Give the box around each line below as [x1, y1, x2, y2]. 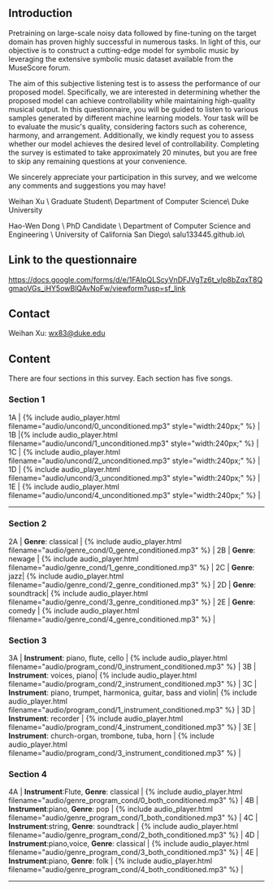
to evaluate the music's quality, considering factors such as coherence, [8, 121, 248, 131]
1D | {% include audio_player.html [8, 464, 120, 474]
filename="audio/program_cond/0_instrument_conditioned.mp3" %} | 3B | [8, 662, 257, 672]
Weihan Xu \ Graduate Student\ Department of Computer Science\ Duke [8, 196, 249, 206]
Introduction [8, 7, 73, 20]
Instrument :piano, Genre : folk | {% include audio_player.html [8, 856, 213, 866]
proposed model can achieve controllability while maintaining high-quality [8, 95, 256, 105]
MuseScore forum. [8, 63, 71, 72]
